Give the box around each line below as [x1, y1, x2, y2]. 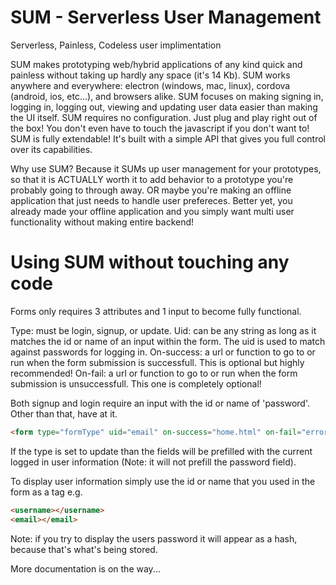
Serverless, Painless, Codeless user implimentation [10, 39, 222, 51]
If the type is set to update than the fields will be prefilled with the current [10, 445, 313, 457]
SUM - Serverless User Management [10, 6, 322, 29]
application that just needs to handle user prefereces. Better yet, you [10, 194, 293, 206]
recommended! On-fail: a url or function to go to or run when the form [10, 367, 298, 379]
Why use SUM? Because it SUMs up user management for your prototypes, [10, 162, 322, 175]
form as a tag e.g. [10, 486, 83, 498]
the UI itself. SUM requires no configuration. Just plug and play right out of [10, 111, 318, 123]
